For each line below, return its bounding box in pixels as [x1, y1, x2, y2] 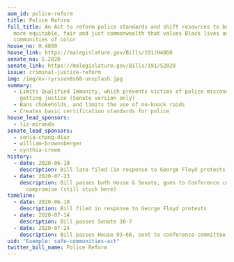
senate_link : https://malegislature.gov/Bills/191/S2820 [7, 62, 176, 69]
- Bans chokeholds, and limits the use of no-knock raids [13, 101, 186, 108]
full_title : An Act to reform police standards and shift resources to [7, 23, 219, 30]
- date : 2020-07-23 [13, 173, 70, 180]
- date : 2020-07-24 [13, 224, 70, 231]
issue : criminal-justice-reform [7, 68, 101, 75]
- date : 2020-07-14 [13, 212, 70, 219]
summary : [7, 82, 33, 89]
